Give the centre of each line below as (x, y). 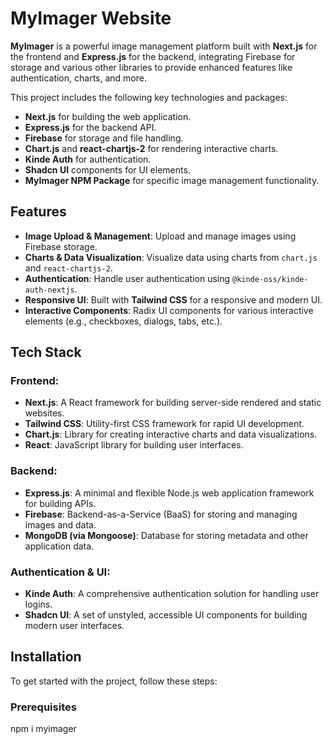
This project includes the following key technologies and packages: (149, 97)
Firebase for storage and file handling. (104, 138)
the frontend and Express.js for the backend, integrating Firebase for (153, 56)
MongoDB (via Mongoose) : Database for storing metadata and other (166, 535)
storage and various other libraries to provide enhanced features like (151, 67)
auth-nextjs (49, 290)
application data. (59, 546)
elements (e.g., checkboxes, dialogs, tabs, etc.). (123, 321)
